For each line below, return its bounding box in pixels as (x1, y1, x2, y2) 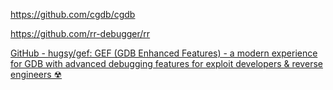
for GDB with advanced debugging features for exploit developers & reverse (10, 58, 323, 69)
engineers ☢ (10, 69, 63, 80)
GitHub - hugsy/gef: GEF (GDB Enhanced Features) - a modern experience (10, 47, 318, 59)
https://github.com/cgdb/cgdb (10, 9, 136, 20)
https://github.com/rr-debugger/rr (10, 28, 151, 39)
